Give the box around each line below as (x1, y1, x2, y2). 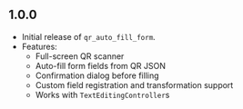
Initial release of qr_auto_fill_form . (21, 31, 156, 42)
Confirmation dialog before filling (35, 70, 160, 81)
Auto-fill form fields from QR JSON (35, 60, 166, 71)
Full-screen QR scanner (35, 50, 125, 62)
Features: (21, 41, 58, 52)
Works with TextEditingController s (35, 89, 170, 100)
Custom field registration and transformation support (35, 79, 234, 90)
